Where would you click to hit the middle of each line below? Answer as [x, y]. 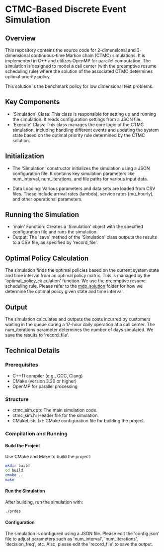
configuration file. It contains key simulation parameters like [74, 174]
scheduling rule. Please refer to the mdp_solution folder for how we [74, 286]
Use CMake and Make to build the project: [48, 457]
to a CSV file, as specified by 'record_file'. [55, 242]
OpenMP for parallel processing [45, 386]
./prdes [13, 511]
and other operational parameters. [47, 199]
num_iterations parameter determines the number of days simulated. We [79, 330]
